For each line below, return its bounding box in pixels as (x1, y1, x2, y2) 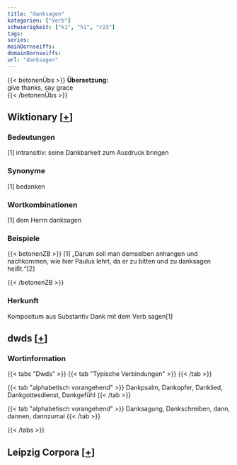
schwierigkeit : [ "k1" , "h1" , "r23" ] (7, 23, 115, 30)
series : (7, 37, 30, 44)
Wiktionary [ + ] (7, 111, 73, 124)
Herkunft (7, 296, 39, 306)
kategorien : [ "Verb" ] (7, 17, 71, 24)
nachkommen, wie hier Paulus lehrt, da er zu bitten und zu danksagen (7, 257, 211, 266)
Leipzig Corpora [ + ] (7, 446, 96, 458)
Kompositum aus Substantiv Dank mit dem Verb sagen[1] (7, 312, 173, 320)
